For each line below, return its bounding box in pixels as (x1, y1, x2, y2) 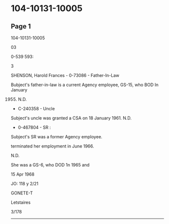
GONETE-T (11, 190, 34, 196)
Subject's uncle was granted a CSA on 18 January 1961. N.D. (11, 115, 132, 121)
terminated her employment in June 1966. (11, 143, 94, 149)
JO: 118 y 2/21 (11, 181, 39, 186)
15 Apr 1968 (11, 171, 35, 177)
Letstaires (11, 199, 31, 205)
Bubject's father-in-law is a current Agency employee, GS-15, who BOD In (11, 82, 159, 88)
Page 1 (11, 22, 31, 30)
